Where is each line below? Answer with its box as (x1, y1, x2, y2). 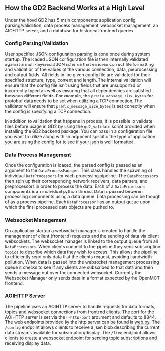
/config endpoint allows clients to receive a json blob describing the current (5, 324, 160, 330)
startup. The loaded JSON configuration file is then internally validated (5, 56, 148, 62)
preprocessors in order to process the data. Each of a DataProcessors (5, 183, 146, 189)
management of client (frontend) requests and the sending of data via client (5, 233, 159, 239)
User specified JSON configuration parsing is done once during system (5, 51, 150, 57)
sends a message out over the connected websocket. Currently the (5, 269, 142, 275)
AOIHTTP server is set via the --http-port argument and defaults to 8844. (5, 314, 156, 319)
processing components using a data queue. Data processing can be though (5, 194, 161, 200)
